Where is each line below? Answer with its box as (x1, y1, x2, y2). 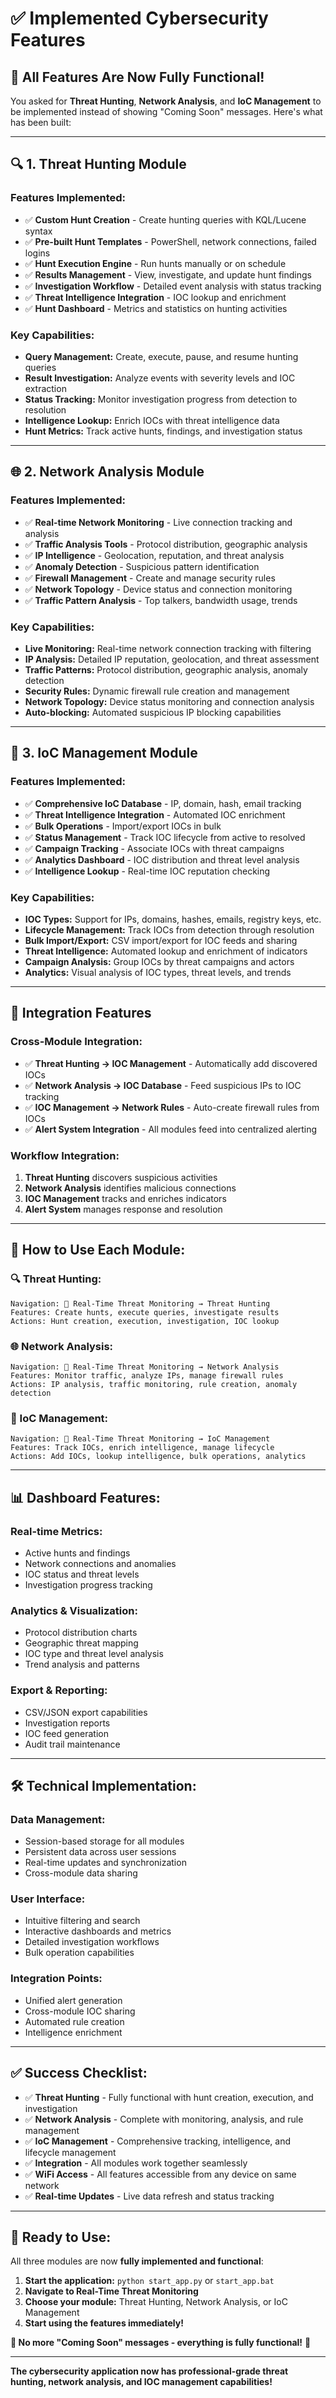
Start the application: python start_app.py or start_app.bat (24, 2275, 275, 2287)
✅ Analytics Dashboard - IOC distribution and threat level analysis (24, 853, 300, 866)
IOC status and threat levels (24, 1568, 140, 1580)
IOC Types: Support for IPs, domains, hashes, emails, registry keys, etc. (24, 913, 322, 925)
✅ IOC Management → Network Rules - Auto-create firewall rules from (24, 1101, 320, 1113)
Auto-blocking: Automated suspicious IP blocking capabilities (24, 706, 282, 718)
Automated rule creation (24, 2015, 125, 2027)
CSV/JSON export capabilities (24, 1706, 148, 1718)
